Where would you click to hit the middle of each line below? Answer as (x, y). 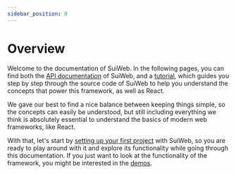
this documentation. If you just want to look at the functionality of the (107, 155)
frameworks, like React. (42, 127)
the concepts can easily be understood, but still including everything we (112, 112)
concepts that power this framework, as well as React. (86, 91)
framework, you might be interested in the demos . (80, 163)
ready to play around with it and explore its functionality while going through (118, 148)
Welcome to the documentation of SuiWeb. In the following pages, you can (116, 68)
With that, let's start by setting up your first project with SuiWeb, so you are (116, 140)
